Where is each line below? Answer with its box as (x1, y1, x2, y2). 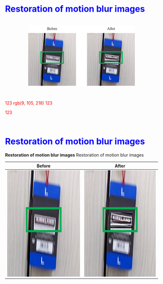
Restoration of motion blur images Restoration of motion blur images (5, 152, 144, 158)
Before (36, 163, 51, 169)
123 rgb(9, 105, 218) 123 (5, 100, 52, 106)
